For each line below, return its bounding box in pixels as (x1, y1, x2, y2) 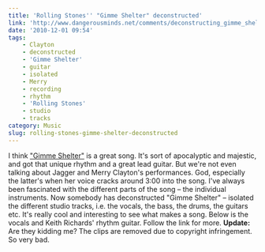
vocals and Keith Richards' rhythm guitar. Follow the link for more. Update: (8, 218, 251, 228)
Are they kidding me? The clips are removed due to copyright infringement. (8, 226, 252, 235)
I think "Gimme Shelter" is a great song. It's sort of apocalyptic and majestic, (8, 151, 257, 160)
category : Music (8, 122, 62, 130)
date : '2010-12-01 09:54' (8, 26, 93, 34)
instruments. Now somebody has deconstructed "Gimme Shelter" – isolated (8, 193, 254, 202)
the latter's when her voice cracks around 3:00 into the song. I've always (8, 175, 245, 186)
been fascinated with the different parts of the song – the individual (8, 184, 226, 194)
